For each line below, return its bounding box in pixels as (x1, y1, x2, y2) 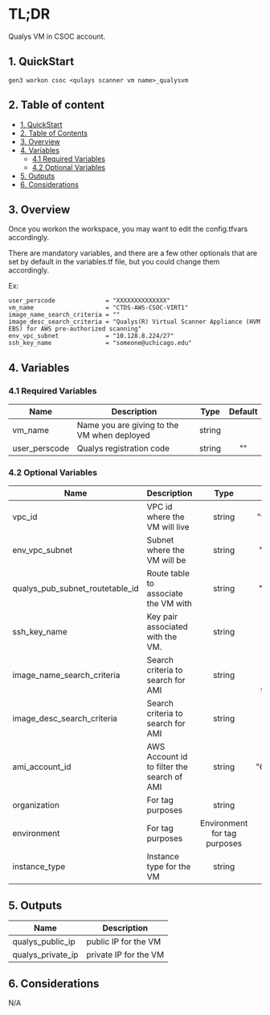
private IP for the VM (86, 949, 165, 960)
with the (146, 631, 178, 643)
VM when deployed (76, 430, 150, 441)
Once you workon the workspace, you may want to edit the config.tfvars (8, 224, 248, 234)
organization (12, 800, 60, 811)
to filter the (146, 761, 189, 772)
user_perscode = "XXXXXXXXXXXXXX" (8, 297, 171, 305)
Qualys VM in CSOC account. (8, 31, 106, 41)
